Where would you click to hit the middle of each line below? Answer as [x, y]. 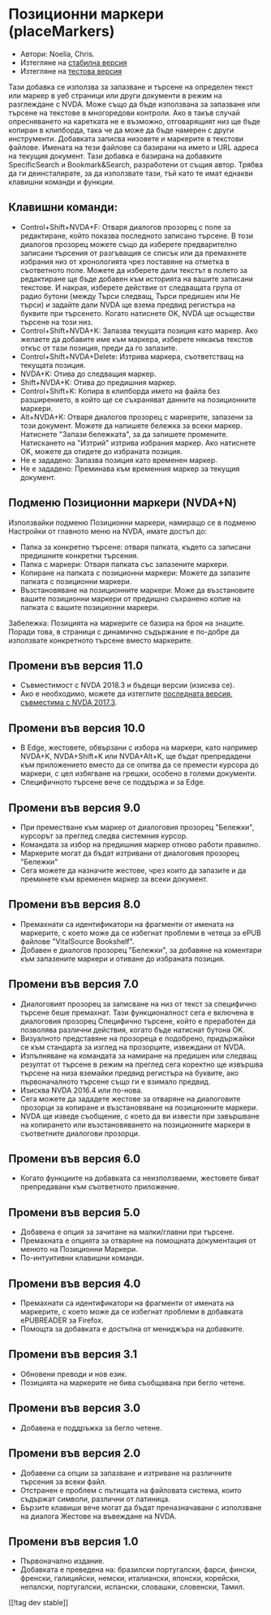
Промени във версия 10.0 [77, 728]
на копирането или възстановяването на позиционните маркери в [135, 1124]
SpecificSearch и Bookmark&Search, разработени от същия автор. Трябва [136, 164]
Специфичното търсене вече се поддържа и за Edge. [112, 782]
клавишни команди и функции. [62, 182]
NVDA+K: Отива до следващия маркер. [88, 374]
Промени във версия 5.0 [74, 1212]
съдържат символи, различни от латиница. [95, 1499]
